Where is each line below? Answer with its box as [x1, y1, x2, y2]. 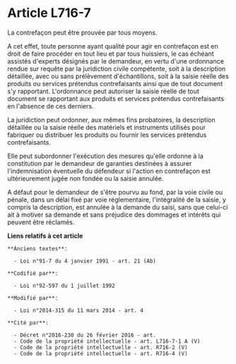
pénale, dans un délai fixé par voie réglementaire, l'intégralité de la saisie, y [7, 195, 226, 204]
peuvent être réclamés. [7, 217, 75, 226]
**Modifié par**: [7, 294, 59, 301]
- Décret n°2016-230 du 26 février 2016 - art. [13, 332, 157, 339]
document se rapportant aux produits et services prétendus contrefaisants [7, 94, 225, 103]
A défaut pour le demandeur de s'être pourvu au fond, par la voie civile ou [7, 188, 223, 196]
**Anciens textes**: [7, 245, 69, 252]
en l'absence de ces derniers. [7, 102, 94, 110]
